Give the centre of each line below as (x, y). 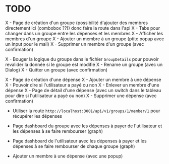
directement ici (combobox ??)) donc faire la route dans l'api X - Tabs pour (83, 28)
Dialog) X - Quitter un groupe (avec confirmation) (56, 70)
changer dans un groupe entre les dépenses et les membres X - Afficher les (84, 33)
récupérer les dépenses (37, 116)
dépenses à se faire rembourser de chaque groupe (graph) (74, 146)
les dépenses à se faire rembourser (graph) (58, 131)
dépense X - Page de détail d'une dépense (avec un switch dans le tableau (83, 90)
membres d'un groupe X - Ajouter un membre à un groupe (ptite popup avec (85, 39)
